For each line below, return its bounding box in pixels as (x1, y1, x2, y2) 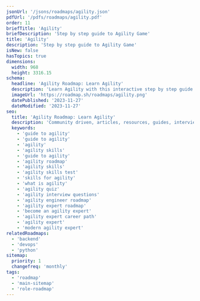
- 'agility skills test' (17, 169, 79, 176)
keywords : (11, 125, 36, 131)
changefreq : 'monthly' (11, 263, 68, 270)
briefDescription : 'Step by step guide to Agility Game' (6, 31, 151, 37)
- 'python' (11, 247, 39, 253)
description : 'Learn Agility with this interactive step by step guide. (11, 86, 196, 92)
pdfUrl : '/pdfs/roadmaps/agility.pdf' (6, 14, 102, 20)
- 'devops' (11, 241, 39, 247)
